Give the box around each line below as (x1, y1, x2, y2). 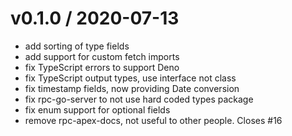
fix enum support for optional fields (24, 103, 171, 116)
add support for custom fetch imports (24, 50, 180, 62)
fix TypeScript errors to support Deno (24, 61, 180, 73)
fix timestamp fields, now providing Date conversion (24, 82, 240, 94)
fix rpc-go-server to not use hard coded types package (24, 93, 254, 105)
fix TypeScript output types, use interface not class (24, 72, 237, 84)
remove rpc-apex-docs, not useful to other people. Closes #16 (24, 114, 283, 126)
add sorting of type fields (24, 40, 130, 52)
